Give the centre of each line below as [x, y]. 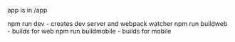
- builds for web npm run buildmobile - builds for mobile [89, 31]
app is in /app [27, 10]
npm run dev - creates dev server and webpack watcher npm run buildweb [117, 23]
